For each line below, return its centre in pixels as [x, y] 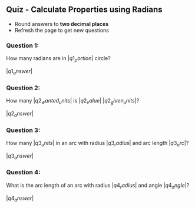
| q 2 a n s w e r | [20, 114]
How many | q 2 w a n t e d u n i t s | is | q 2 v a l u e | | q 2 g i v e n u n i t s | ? [73, 101]
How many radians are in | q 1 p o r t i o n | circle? [58, 59]
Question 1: [23, 45]
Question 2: [23, 88]
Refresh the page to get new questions [62, 30]
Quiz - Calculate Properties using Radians [85, 10]
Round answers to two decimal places [62, 24]
